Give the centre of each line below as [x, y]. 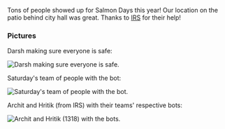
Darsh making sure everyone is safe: [60, 51]
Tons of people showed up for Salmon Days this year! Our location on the [113, 10]
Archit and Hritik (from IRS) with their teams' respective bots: [95, 105]
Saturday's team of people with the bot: [64, 78]
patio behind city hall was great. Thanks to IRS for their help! [94, 18]
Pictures [22, 36]
